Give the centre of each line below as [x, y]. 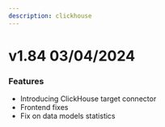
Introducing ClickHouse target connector [88, 99]
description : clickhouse [50, 16]
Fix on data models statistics [68, 116]
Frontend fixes [44, 108]
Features [26, 81]
